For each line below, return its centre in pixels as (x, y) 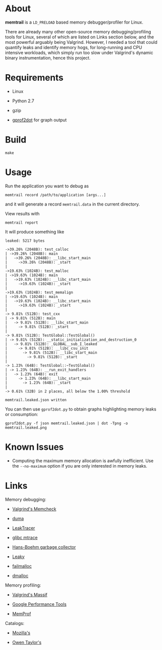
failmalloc (22, 566)
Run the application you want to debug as (47, 186)
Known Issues (35, 447)
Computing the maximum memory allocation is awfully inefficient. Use (83, 461)
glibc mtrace (25, 537)
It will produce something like (35, 232)
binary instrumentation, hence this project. (48, 58)
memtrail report (22, 222)
